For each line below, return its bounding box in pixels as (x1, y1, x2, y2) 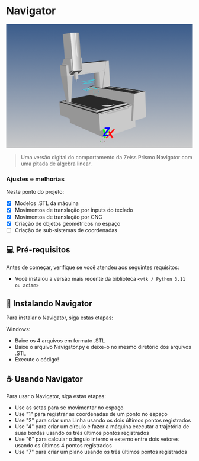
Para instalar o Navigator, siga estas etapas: (6, 314, 114, 321)
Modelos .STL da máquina (14, 200, 79, 207)
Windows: (6, 326, 31, 333)
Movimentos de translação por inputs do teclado (14, 206, 133, 214)
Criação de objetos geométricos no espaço (14, 220, 121, 227)
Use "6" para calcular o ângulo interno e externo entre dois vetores (14, 436, 179, 443)
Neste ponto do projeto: (6, 188, 64, 196)
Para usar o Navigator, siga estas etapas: (6, 393, 107, 400)
